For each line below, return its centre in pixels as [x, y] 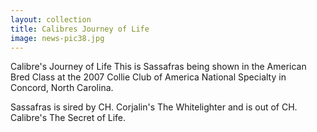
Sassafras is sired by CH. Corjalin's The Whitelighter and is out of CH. [154, 107]
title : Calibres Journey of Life [80, 29]
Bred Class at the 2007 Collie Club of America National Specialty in [148, 77]
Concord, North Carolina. [62, 88]
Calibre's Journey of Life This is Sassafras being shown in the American [158, 67]
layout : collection [51, 19]
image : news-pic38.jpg [57, 38]
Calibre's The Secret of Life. [68, 118]
